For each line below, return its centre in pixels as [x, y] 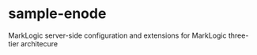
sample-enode [57, 14]
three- [238, 35]
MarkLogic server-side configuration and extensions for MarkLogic [117, 35]
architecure [39, 43]
